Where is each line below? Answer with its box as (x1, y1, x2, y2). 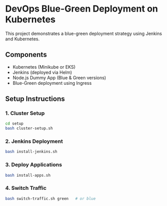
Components (5, 50, 47, 59)
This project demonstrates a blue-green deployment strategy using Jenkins (5, 30, 162, 36)
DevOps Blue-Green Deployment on (5, 3, 158, 15)
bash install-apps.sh (5, 173, 51, 178)
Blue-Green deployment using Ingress (12, 80, 92, 86)
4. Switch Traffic (5, 185, 47, 192)
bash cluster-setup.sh (5, 126, 53, 131)
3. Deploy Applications (5, 161, 62, 168)
